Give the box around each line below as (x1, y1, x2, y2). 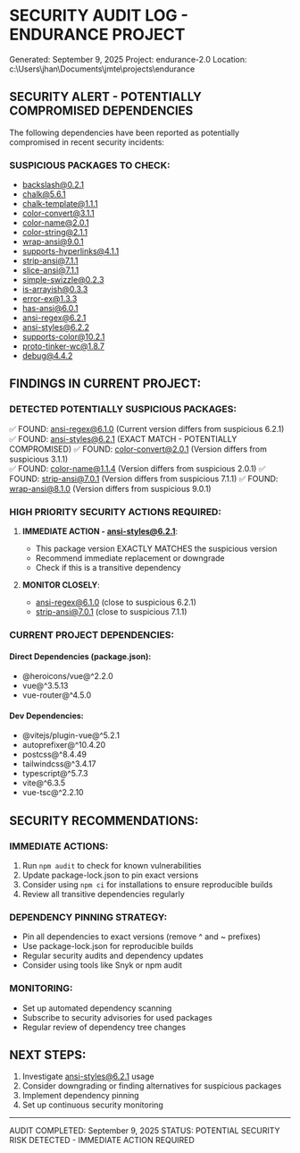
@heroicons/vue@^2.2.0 (21, 671, 113, 682)
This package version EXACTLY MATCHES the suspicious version (35, 543, 278, 555)
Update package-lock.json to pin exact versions (21, 869, 199, 881)
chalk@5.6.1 (21, 189, 66, 199)
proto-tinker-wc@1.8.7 (21, 341, 105, 352)
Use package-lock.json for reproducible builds (21, 941, 194, 952)
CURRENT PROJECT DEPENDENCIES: (9, 628, 174, 640)
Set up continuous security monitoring (21, 1099, 163, 1110)
